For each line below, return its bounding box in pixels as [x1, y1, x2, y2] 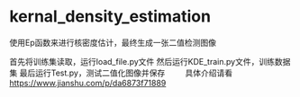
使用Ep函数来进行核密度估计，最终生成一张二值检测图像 [9, 37, 216, 48]
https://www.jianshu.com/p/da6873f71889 [9, 77, 167, 88]
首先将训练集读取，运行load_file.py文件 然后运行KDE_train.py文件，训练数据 [9, 56, 291, 66]
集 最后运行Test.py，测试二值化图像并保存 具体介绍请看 [9, 67, 233, 78]
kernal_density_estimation [9, 6, 212, 27]
